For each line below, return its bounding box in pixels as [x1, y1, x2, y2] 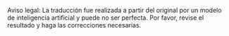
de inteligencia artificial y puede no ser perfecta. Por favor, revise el [7, 13, 204, 22]
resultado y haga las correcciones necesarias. [7, 21, 142, 29]
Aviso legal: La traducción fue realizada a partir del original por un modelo [7, 6, 222, 14]
